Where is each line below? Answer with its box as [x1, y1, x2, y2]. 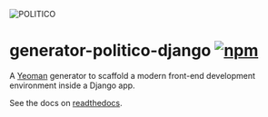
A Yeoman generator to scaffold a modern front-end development [9, 70, 256, 81]
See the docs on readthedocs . [9, 97, 123, 108]
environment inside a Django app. [9, 80, 135, 91]
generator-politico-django [9, 41, 212, 61]
